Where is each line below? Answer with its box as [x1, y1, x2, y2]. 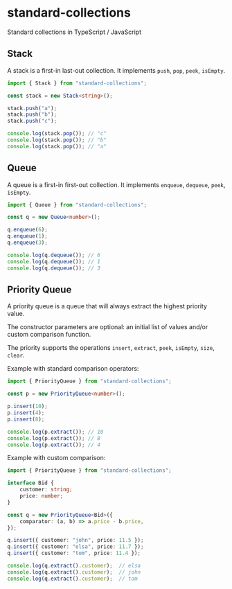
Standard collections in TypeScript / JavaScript [7, 28, 142, 36]
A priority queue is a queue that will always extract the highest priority [7, 302, 208, 310]
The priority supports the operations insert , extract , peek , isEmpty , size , [7, 344, 215, 352]
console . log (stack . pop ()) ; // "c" [7, 130, 107, 137]
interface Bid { [7, 480, 54, 486]
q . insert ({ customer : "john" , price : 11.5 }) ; [7, 537, 144, 544]
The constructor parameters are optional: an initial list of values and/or [7, 323, 208, 331]
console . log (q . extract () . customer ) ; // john [7, 568, 141, 576]
